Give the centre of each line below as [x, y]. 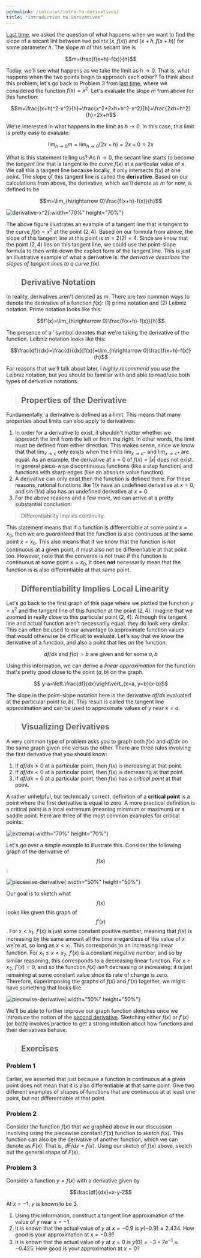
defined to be [23, 189]
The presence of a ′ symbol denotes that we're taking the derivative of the [98, 333]
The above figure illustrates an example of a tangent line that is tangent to [97, 224]
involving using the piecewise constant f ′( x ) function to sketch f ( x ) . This [95, 1133]
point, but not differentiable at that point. [56, 1098]
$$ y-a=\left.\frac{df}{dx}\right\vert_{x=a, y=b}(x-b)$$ [101, 684]
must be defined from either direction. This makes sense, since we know [105, 446]
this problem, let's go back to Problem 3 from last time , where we [87, 83]
